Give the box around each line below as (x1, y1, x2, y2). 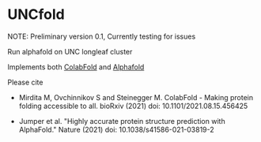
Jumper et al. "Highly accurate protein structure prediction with (18, 116, 226, 125)
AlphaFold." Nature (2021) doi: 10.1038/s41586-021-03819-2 (18, 125, 214, 134)
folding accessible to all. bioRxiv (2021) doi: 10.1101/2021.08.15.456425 (18, 101, 248, 110)
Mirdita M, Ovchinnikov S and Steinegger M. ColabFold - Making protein (18, 92, 254, 102)
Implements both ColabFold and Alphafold (7, 62, 145, 72)
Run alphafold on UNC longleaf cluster (7, 47, 133, 56)
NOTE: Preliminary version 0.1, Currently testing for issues (7, 32, 196, 41)
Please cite (7, 77, 43, 87)
